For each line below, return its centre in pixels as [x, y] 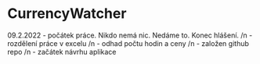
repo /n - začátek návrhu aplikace [62, 52]
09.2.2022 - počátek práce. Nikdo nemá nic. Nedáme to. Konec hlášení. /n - [130, 35]
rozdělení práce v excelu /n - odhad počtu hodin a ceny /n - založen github [128, 43]
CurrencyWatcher [67, 14]
